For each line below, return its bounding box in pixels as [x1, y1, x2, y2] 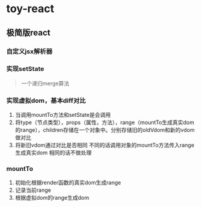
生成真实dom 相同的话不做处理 [15, 149, 92, 156]
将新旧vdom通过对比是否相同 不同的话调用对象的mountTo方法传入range [15, 142, 195, 149]
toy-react [6, 2, 54, 16]
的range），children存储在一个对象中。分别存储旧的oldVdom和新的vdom [15, 126, 195, 134]
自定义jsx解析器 [6, 47, 53, 56]
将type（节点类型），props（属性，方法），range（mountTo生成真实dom [15, 119, 195, 126]
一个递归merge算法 [21, 79, 70, 87]
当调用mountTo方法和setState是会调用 [15, 111, 111, 119]
